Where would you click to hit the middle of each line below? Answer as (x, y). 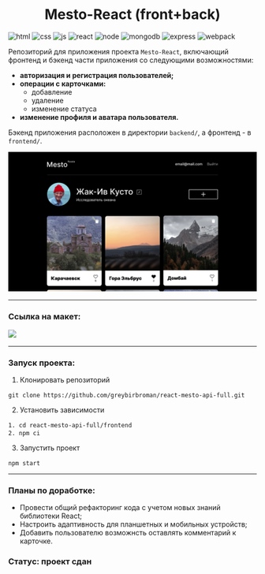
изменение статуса (64, 109)
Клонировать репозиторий (65, 380)
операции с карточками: (63, 84)
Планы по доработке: (52, 490)
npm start (24, 464)
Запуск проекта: (42, 363)
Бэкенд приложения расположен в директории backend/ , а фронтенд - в (130, 132)
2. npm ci (24, 434)
